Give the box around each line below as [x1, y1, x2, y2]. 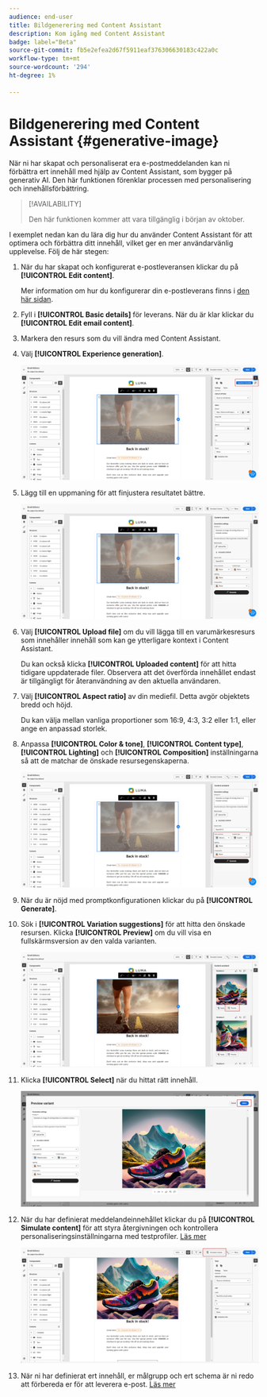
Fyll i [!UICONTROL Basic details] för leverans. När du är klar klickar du [20, 310, 254, 319]
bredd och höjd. [20, 700, 73, 710]
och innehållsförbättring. [9, 183, 90, 193]
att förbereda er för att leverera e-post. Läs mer [20, 1379, 177, 1389]
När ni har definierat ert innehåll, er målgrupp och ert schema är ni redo [20, 1371, 254, 1380]
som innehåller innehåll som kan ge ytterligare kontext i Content [20, 635, 229, 645]
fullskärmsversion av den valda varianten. [20, 936, 157, 945]
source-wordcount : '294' [9, 64, 91, 71]
